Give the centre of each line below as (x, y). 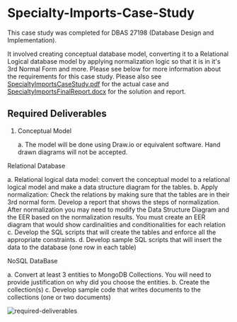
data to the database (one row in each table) (72, 247)
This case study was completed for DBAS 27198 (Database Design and (111, 33)
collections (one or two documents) (59, 297)
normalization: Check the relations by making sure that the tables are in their (118, 194)
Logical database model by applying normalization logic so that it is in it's (114, 61)
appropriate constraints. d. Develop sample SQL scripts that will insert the (115, 239)
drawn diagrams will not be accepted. (73, 152)
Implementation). (32, 40)
